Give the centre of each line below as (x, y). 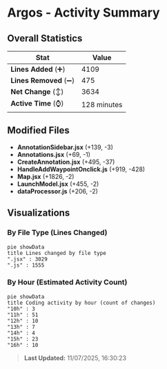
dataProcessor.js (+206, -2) (58, 191)
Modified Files (39, 130)
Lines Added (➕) (38, 69)
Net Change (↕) (37, 92)
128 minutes (102, 104)
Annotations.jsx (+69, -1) (54, 154)
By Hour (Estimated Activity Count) (67, 283)
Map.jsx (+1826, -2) (46, 176)
